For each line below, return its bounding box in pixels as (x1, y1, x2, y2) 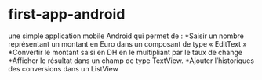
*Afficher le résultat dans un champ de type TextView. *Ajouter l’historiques (8, 56, 255, 65)
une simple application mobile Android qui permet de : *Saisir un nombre (8, 31, 245, 40)
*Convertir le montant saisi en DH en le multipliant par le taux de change (8, 47, 243, 57)
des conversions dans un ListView (8, 64, 119, 73)
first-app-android (8, 5, 126, 23)
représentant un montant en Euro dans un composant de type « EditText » (8, 39, 247, 48)
